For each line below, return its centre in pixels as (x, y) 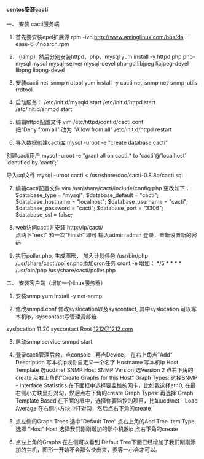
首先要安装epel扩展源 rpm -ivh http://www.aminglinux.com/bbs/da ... (102, 37)
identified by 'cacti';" (33, 163)
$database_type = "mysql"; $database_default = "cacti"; (87, 195)
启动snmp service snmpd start (54, 342)
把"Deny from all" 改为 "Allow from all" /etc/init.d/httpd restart (93, 129)
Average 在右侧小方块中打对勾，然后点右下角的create (83, 409)
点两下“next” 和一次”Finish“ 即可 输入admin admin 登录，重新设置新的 (103, 235)
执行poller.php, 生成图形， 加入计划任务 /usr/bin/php (82, 256)
